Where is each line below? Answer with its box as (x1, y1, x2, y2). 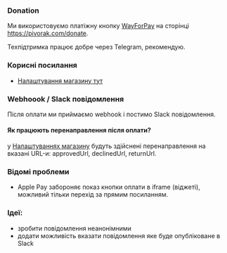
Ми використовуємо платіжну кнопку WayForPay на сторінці (7, 22, 190, 30)
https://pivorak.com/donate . (7, 29, 89, 37)
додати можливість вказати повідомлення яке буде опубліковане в (17, 231, 221, 240)
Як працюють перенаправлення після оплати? (7, 126, 151, 135)
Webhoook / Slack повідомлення (7, 94, 124, 104)
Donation (7, 6, 40, 16)
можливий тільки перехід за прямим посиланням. (17, 190, 169, 199)
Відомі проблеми (7, 167, 70, 177)
